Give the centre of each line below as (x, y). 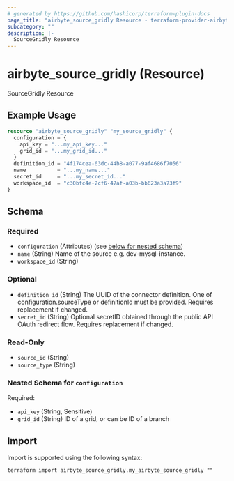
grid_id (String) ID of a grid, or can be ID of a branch (93, 419)
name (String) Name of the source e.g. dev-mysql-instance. (101, 254)
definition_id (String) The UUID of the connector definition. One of (115, 294)
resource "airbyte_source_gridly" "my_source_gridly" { (90, 131)
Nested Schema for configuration (65, 383)
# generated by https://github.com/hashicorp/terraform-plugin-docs (109, 14)
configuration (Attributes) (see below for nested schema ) (100, 246)
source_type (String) (46, 365)
